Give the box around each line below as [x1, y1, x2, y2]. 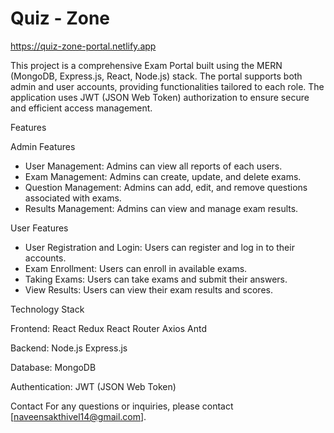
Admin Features [10, 140, 76, 152]
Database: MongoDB [10, 361, 97, 373]
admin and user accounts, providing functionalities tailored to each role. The [10, 80, 325, 92]
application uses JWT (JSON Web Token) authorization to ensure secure [10, 91, 310, 103]
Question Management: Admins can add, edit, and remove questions [24, 181, 308, 193]
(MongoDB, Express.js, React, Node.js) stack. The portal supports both [10, 70, 303, 82]
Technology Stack [10, 303, 85, 315]
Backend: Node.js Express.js [10, 342, 128, 354]
